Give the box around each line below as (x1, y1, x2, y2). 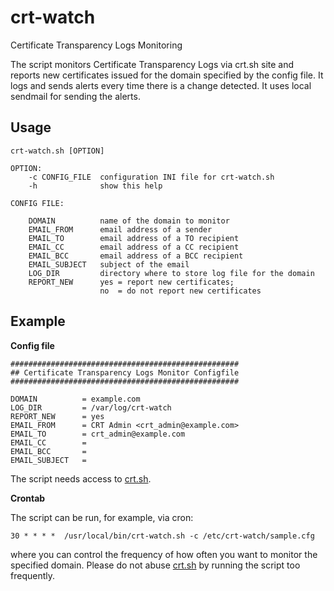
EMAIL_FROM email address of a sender (28, 224, 213, 235)
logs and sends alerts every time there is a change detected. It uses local (10, 79, 312, 91)
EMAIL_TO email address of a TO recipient (28, 233, 240, 243)
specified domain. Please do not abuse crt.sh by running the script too (10, 559, 301, 571)
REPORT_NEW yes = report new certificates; (28, 277, 235, 287)
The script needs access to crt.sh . (10, 472, 152, 485)
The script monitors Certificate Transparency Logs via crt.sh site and (10, 58, 295, 70)
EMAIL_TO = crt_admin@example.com (10, 429, 186, 439)
